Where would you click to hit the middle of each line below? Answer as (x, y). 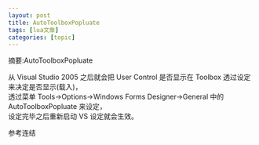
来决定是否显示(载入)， (45, 87)
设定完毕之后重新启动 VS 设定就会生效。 (73, 116)
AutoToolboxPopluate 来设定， (58, 107)
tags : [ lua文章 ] (33, 30)
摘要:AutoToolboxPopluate (51, 60)
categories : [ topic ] (42, 37)
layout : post (29, 15)
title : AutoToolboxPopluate (54, 23)
